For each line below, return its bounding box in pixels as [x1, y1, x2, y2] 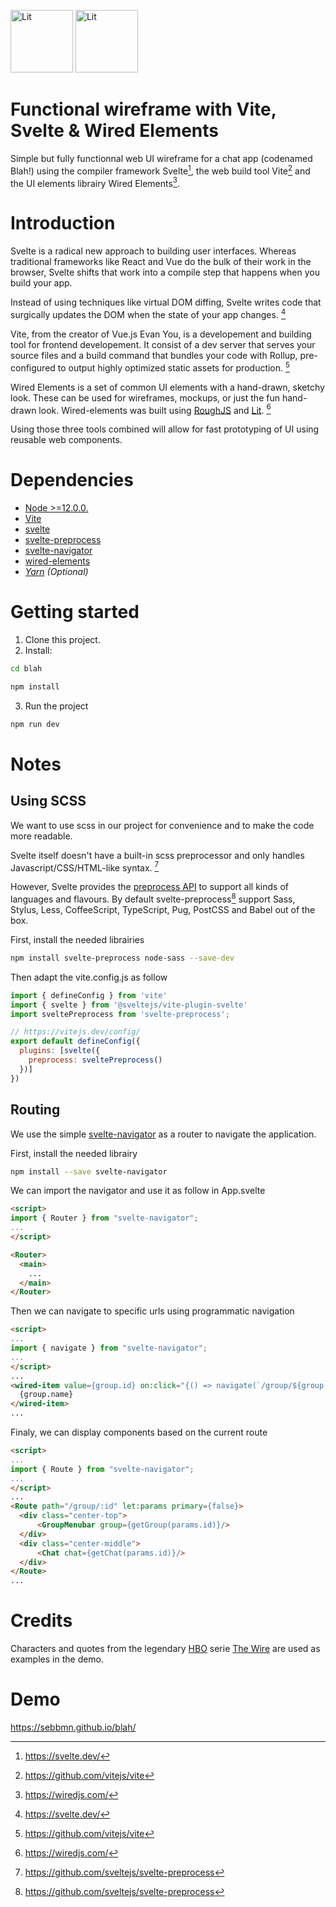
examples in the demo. [10, 1653, 105, 1665]
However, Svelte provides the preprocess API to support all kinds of [10, 881, 289, 893]
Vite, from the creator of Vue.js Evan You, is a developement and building [10, 328, 312, 340]
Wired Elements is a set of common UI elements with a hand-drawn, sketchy [10, 381, 325, 393]
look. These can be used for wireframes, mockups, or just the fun [10, 391, 280, 404]
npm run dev [10, 719, 60, 729]
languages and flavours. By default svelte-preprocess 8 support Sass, [10, 891, 296, 905]
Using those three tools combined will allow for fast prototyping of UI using [10, 423, 320, 435]
